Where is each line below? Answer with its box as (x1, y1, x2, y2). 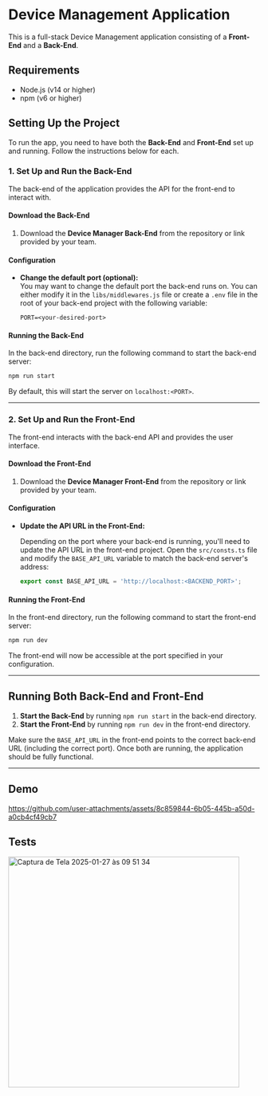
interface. (8, 440, 40, 450)
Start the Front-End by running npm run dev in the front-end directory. (19, 719, 251, 729)
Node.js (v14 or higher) (19, 85, 96, 94)
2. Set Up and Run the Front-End (8, 414, 136, 425)
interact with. (8, 192, 52, 202)
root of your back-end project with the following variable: (19, 298, 208, 308)
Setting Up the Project (8, 116, 120, 130)
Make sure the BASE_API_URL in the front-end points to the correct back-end (8, 735, 256, 744)
